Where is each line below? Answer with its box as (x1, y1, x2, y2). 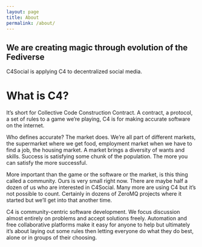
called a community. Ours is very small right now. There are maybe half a (6, 178, 188, 185)
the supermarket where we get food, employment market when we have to (6, 140, 192, 147)
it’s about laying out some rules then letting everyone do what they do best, (6, 228, 194, 235)
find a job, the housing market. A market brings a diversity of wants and (6, 146, 185, 154)
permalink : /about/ (6, 20, 56, 26)
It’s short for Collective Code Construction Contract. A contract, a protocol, (6, 109, 193, 117)
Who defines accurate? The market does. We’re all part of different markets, (6, 133, 196, 141)
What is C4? (6, 89, 69, 103)
